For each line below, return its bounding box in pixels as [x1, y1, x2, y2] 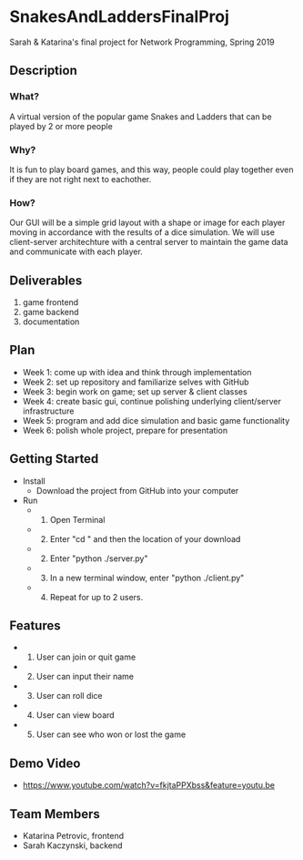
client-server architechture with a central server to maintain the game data [9, 237, 288, 248]
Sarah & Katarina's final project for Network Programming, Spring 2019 [9, 36, 275, 47]
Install [22, 476, 45, 486]
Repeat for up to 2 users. [49, 591, 144, 602]
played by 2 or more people [9, 120, 114, 131]
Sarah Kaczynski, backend [22, 840, 123, 851]
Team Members [9, 806, 100, 822]
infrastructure [22, 405, 75, 416]
